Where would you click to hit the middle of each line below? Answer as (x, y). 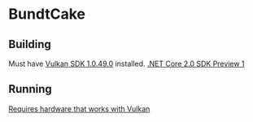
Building (30, 44)
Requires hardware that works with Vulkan (79, 109)
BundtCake (47, 14)
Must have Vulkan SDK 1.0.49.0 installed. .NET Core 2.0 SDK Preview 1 (127, 63)
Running (31, 89)
